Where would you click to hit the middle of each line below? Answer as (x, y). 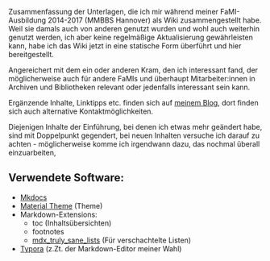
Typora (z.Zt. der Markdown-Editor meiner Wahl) (101, 248)
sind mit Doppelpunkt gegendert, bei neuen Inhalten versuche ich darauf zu (134, 135)
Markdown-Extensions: (59, 214)
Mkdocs (33, 197)
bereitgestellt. (31, 54)
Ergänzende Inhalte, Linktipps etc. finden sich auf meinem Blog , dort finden (134, 103)
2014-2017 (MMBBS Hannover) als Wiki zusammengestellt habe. (155, 20)
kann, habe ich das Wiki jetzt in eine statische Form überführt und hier (125, 46)
